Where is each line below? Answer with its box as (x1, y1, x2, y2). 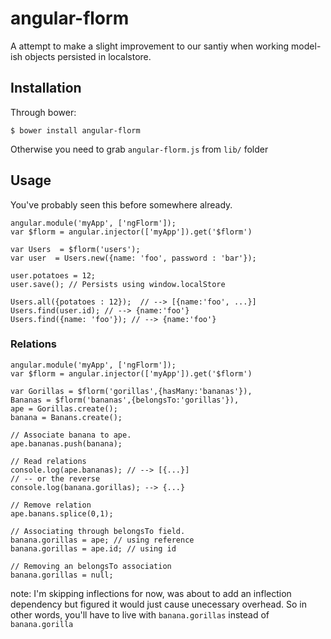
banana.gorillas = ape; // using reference (10, 535, 195, 545)
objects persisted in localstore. (24, 50, 152, 62)
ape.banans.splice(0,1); (10, 508, 114, 519)
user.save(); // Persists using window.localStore (10, 279, 226, 289)
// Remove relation (10, 500, 92, 510)
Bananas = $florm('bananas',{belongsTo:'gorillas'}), (10, 395, 240, 405)
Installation (10, 80, 82, 97)
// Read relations (10, 456, 87, 466)
